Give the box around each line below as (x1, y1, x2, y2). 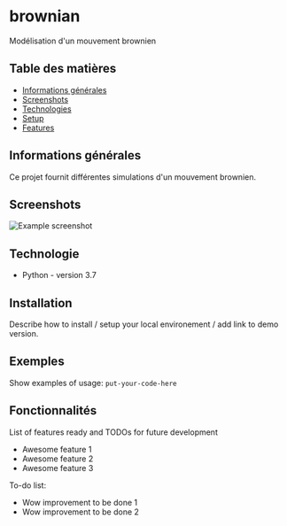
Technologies (21, 104, 73, 114)
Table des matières (9, 61, 117, 76)
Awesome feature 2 (21, 453, 94, 464)
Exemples (9, 354, 65, 369)
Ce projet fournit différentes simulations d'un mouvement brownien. (9, 171, 257, 182)
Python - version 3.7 (21, 270, 97, 281)
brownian (9, 6, 81, 27)
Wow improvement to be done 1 (21, 497, 138, 507)
